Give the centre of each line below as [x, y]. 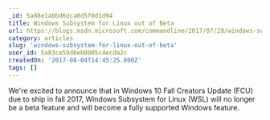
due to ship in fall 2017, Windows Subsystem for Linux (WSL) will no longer [132, 99]
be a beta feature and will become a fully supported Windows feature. [124, 107]
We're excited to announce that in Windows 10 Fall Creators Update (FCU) [131, 90]
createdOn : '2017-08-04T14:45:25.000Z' [75, 61]
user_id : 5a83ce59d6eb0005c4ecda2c [68, 53]
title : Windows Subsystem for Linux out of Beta [91, 23]
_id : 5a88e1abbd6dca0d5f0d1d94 [61, 16]
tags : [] [23, 68]
